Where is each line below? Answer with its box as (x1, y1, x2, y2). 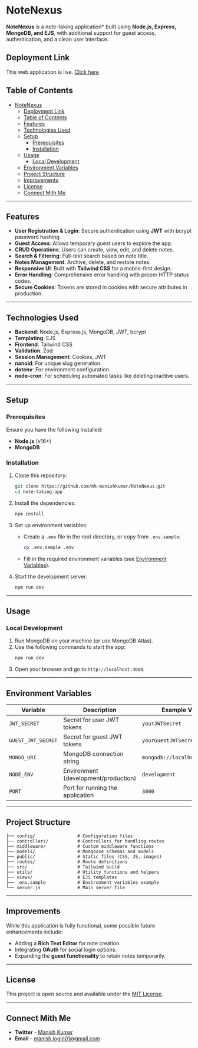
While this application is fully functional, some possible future (6, 922, 156, 929)
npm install (14, 511, 44, 517)
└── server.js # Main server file (6, 884, 126, 890)
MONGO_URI (9, 754, 37, 760)
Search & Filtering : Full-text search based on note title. (14, 252, 148, 260)
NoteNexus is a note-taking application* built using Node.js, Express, (6, 23, 177, 30)
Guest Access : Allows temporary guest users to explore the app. (14, 240, 173, 247)
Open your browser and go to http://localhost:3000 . (14, 665, 145, 673)
